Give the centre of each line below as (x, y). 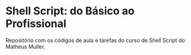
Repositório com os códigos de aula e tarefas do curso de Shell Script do (95, 40)
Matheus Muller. (25, 47)
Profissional (36, 24)
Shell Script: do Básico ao (70, 11)
